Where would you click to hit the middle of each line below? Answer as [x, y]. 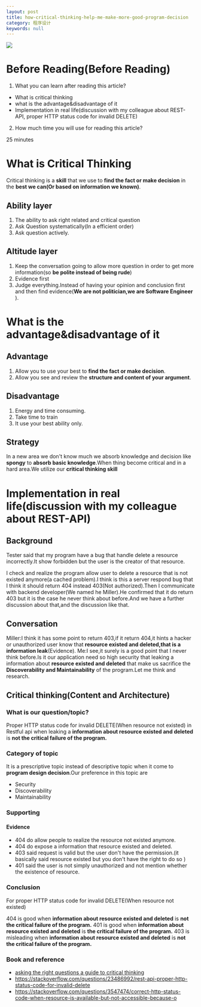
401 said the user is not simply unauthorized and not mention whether [101, 866]
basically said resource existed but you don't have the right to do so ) [100, 859]
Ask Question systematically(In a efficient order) [74, 226]
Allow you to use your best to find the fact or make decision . [90, 371]
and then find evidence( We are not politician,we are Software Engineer [104, 291]
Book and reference [35, 959]
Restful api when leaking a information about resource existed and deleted [100, 731]
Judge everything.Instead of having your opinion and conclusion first [100, 285]
